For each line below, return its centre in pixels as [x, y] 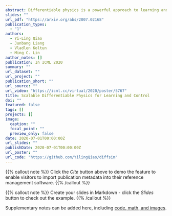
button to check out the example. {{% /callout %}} [58, 198]
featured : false [23, 105]
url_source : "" [21, 86]
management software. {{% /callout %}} [48, 182]
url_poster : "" [21, 153]
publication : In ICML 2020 [34, 62]
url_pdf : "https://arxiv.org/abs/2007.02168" [55, 19]
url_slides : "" [21, 143]
